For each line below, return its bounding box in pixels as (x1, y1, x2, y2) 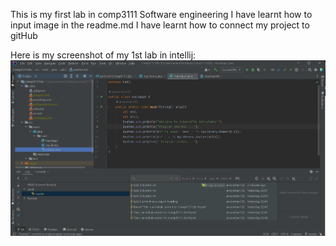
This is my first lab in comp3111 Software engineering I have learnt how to (10, 9, 313, 20)
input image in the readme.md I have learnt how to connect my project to (10, 19, 310, 31)
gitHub (10, 30, 38, 41)
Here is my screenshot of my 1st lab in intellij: (10, 49, 197, 61)
